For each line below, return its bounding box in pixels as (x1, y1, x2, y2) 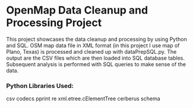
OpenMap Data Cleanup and (6, 4, 148, 17)
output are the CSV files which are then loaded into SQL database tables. (6, 54, 185, 61)
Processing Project (6, 16, 102, 30)
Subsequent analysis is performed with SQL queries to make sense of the (6, 60, 186, 68)
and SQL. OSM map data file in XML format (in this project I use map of (6, 42, 180, 49)
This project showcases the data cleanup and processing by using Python (6, 35, 187, 42)
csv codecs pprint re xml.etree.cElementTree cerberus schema (6, 95, 160, 102)
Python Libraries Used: (6, 81, 74, 90)
